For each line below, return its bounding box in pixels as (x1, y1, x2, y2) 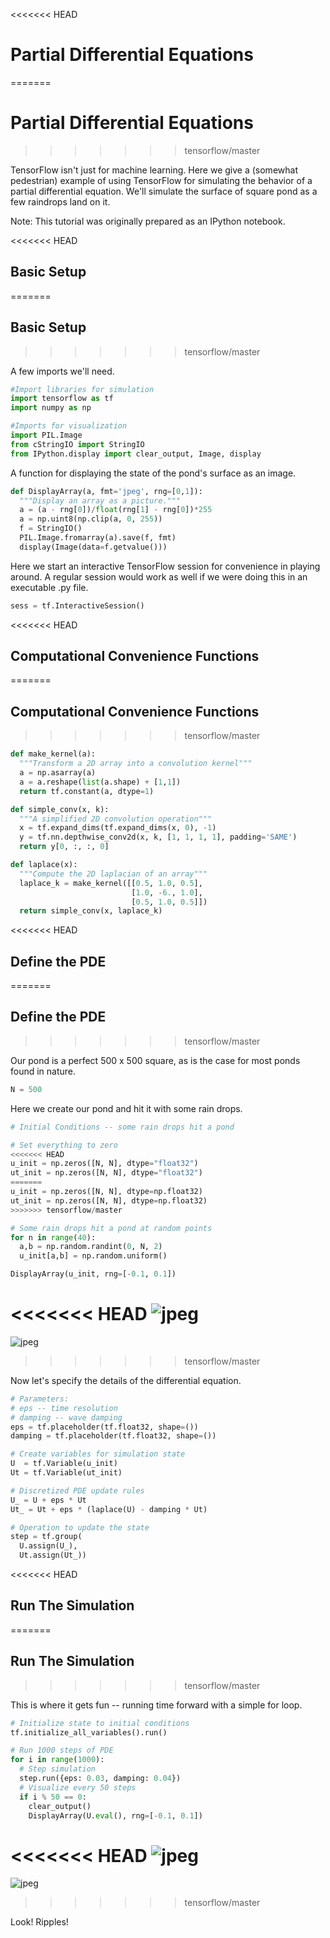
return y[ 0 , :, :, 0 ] (19, 842, 110, 852)
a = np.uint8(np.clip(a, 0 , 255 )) (19, 514, 163, 524)
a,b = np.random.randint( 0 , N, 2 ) (19, 1242, 163, 1252)
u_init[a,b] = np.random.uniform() (19, 1251, 168, 1261)
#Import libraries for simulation (10, 384, 155, 394)
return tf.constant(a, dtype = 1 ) (19, 786, 155, 796)
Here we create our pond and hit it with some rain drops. (10, 1102, 243, 1114)
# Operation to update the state (10, 1522, 150, 1533)
